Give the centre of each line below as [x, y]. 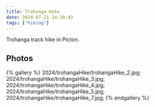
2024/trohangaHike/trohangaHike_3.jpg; [56, 79]
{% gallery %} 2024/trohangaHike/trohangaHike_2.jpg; [74, 73]
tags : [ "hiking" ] [28, 23]
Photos [20, 58]
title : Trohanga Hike [33, 12]
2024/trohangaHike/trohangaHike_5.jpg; [55, 92]
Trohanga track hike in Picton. [43, 40]
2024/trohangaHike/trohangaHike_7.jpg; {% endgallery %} [78, 98]
